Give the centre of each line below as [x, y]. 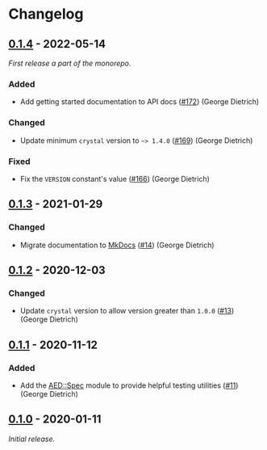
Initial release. [31, 439]
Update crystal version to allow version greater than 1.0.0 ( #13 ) [127, 311]
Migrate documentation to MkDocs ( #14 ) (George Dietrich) [117, 245]
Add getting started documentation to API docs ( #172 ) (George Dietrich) [140, 102]
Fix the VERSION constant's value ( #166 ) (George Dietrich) [115, 179]
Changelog [46, 14]
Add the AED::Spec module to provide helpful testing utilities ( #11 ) [129, 385]
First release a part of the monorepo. [70, 63]
